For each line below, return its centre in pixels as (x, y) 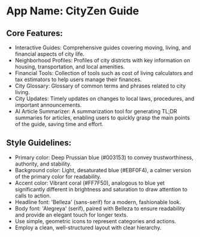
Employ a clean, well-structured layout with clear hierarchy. (88, 227)
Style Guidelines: (39, 143)
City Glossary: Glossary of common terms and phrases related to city (100, 86)
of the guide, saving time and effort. (59, 124)
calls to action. (33, 196)
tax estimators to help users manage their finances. (78, 79)
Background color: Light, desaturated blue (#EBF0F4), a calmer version (103, 170)
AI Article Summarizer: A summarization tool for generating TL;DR (96, 111)
